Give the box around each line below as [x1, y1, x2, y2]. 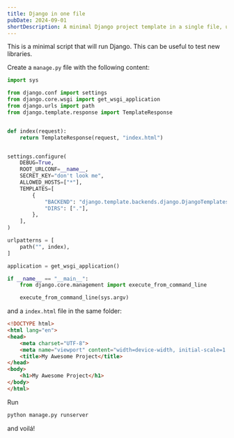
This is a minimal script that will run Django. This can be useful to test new [7, 43, 221, 51]
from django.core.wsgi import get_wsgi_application [7, 96, 160, 103]
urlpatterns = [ [7, 237, 54, 244]
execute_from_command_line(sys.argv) [19, 294, 130, 301]
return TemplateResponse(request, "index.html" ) [19, 134, 164, 141]
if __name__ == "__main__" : [7, 275, 89, 282]
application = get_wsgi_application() [7, 263, 120, 270]
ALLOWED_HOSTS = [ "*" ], [19, 179, 82, 186]
